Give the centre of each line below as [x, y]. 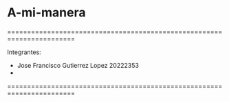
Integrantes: [24, 52]
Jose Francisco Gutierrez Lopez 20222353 [78, 65]
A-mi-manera [46, 13]
